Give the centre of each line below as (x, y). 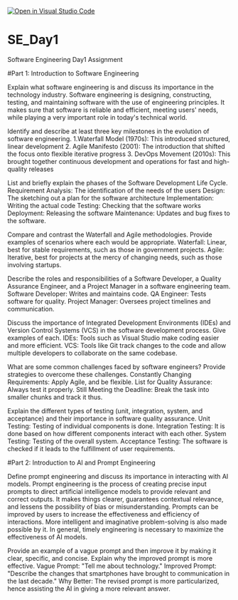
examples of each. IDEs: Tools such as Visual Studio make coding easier (113, 338)
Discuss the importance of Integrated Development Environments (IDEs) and (119, 322)
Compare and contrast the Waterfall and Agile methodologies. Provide (110, 234)
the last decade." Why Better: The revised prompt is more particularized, (113, 581)
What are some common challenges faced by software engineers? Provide (117, 366)
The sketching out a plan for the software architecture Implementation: (111, 198)
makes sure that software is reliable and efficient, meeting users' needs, (113, 110)
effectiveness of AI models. (47, 537)
